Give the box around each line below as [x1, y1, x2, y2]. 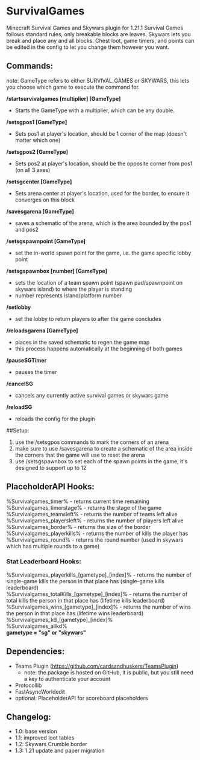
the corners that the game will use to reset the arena [14, 451, 146, 458]
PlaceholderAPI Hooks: [6, 481, 95, 492]
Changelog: [6, 712, 51, 722]
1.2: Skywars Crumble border [14, 741, 87, 748]
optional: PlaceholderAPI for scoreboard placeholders [14, 694, 149, 701]
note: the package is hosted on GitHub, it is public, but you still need [23, 668, 194, 676]
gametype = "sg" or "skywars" [6, 629, 86, 636]
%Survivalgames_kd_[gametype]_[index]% [6, 616, 113, 623]
